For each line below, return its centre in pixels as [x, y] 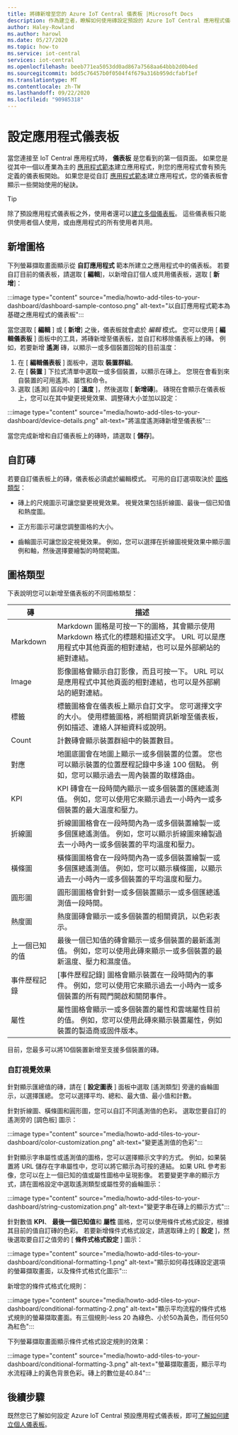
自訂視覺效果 [29, 1070]
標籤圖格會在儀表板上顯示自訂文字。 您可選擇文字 [140, 706]
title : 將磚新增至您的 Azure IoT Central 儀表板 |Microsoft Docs [100, 14]
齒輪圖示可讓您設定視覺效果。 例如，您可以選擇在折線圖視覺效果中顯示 [121, 541]
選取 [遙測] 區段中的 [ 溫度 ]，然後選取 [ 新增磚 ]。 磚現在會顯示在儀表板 [121, 389]
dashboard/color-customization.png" [61, 1142]
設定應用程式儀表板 [63, 137]
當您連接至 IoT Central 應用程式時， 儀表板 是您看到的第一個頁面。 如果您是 [118, 158]
